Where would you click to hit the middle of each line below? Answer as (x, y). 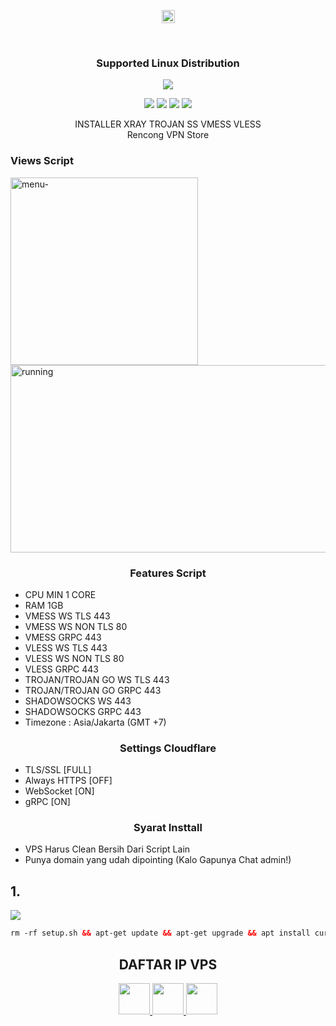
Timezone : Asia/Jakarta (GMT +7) (95, 722)
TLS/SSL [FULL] (58, 770)
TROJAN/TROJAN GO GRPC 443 (93, 690)
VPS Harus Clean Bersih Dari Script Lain (107, 849)
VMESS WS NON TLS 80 (76, 626)
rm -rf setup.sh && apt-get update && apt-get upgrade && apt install (160, 933)
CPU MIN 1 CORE (60, 594)
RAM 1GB (44, 605)
